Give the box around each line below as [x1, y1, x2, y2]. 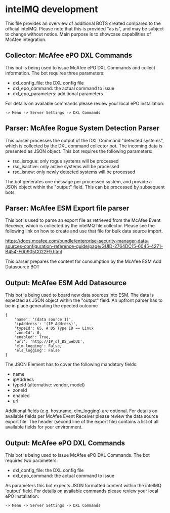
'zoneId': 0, [14, 330, 42, 335]
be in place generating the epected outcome [5, 303, 98, 309]
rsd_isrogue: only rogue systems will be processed [12, 158, 119, 164]
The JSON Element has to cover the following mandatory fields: [5, 361, 138, 368]
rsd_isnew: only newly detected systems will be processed [12, 169, 136, 175]
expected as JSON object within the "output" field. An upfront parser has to [5, 297, 163, 303]
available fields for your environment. [5, 424, 83, 430]
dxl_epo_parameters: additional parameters [12, 90, 103, 97]
